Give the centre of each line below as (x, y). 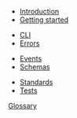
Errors (29, 43)
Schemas (35, 67)
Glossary (23, 106)
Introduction (39, 11)
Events (31, 59)
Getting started (44, 20)
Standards (36, 82)
